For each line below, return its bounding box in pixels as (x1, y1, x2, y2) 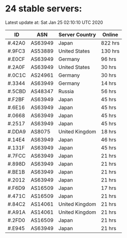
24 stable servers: (5, 3, 82, 14)
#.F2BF (7, 96, 25, 103)
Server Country (59, 31, 96, 38)
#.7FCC (7, 152, 26, 159)
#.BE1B (7, 168, 25, 175)
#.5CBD (7, 88, 26, 95)
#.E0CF (7, 56, 25, 62)
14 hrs (101, 80, 117, 87)
